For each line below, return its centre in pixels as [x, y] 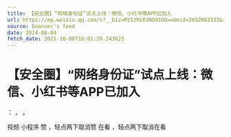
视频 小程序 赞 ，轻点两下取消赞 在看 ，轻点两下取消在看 [87, 127]
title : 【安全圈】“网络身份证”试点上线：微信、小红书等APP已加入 [90, 13]
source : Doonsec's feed [41, 26]
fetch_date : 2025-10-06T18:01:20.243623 [66, 39]
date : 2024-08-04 [32, 33]
